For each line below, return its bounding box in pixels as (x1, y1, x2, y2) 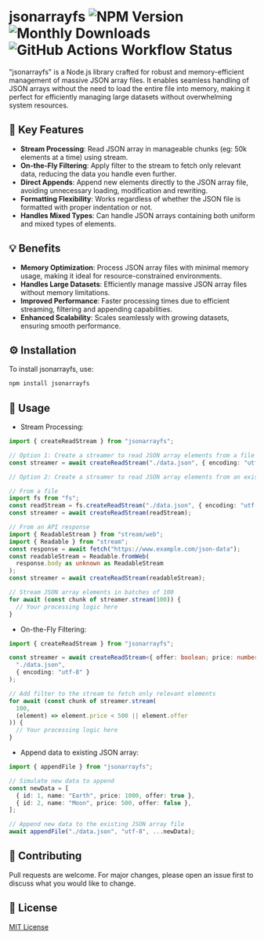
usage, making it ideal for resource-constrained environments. (20, 271, 222, 280)
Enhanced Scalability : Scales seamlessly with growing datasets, (20, 312, 230, 322)
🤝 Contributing (9, 850, 82, 863)
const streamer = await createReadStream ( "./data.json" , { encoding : (9, 459, 241, 467)
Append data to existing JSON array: (20, 748, 139, 757)
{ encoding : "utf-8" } (16, 668, 90, 676)
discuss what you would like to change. (9, 879, 136, 888)
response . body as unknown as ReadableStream (16, 559, 164, 568)
